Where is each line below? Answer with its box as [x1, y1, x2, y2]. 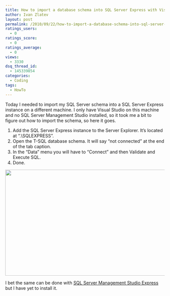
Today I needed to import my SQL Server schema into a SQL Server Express [5, 101, 164, 107]
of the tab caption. [12, 143, 52, 149]
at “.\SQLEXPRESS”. [12, 133, 54, 139]
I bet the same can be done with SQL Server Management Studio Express [5, 279, 158, 286]
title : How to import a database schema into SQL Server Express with [5, 7, 157, 13]
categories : [5, 73, 30, 78]
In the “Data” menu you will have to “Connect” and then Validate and [12, 149, 155, 155]
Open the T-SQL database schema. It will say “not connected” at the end [12, 138, 164, 144]
